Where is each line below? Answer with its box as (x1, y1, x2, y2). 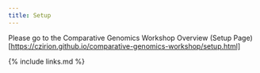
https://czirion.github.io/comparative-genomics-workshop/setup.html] (10, 41, 241, 51)
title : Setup (8, 11, 52, 20)
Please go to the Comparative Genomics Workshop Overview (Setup (8, 33, 232, 42)
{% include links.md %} (8, 57, 86, 66)
